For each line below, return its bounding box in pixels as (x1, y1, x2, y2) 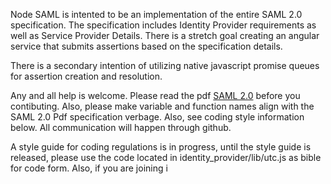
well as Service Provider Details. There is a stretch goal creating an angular (10, 30, 320, 41)
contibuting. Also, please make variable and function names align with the (10, 100, 315, 112)
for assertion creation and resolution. (10, 70, 163, 82)
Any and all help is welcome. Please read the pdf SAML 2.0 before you (10, 90, 301, 101)
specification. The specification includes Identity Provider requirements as (10, 19, 317, 31)
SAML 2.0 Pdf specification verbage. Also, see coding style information (10, 111, 305, 123)
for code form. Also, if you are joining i (10, 162, 168, 174)
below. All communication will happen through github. (10, 122, 232, 133)
